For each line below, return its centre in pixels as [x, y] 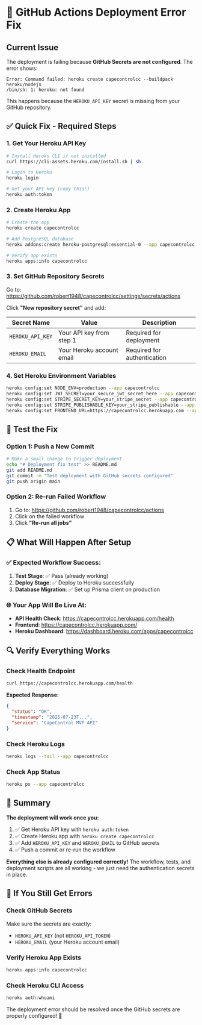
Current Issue [32, 47]
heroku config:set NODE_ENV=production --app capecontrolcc [83, 388]
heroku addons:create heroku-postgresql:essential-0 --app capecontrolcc [101, 244]
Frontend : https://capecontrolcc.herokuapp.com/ [76, 625]
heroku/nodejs [24, 84]
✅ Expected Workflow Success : [54, 563]
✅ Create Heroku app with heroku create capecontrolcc [84, 836]
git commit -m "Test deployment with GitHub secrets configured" [90, 475]
